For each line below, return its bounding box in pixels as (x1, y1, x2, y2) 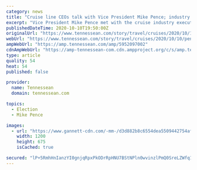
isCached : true (16, 145, 54, 151)
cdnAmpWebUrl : (6, 47, 41, 53)
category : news (6, 8, 43, 15)
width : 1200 (16, 134, 46, 139)
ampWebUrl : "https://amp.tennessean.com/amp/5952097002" (6, 42, 148, 48)
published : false (6, 69, 49, 75)
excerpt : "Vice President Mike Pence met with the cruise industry (6, 19, 175, 25)
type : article (6, 52, 41, 58)
